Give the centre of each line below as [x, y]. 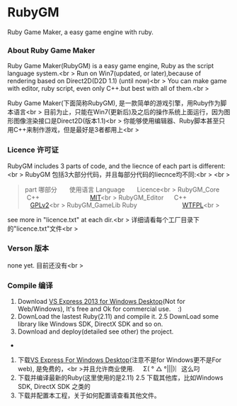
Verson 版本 [28, 248]
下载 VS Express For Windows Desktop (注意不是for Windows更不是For [119, 360]
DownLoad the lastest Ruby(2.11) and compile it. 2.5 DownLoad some [118, 317]
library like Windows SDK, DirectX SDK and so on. [90, 324]
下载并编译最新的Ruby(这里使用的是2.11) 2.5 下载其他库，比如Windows [120, 378]
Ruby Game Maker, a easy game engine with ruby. [80, 32]
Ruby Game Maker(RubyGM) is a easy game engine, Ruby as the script [111, 66]
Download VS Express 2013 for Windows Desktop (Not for [101, 302]
